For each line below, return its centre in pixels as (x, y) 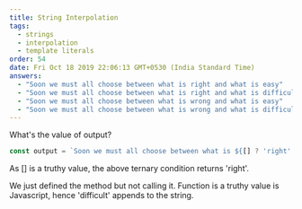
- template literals (56, 51)
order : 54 (28, 59)
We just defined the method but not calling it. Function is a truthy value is (144, 186)
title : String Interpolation (64, 17)
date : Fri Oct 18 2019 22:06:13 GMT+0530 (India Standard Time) (132, 68)
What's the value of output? (61, 135)
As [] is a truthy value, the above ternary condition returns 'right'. (129, 169)
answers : (26, 76)
